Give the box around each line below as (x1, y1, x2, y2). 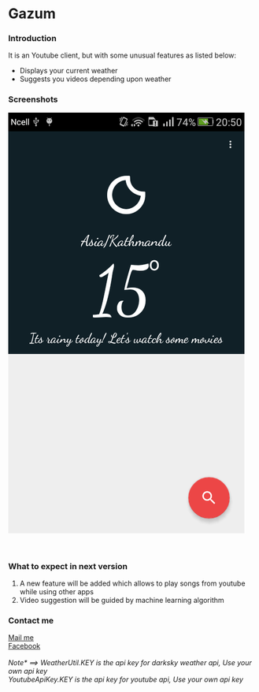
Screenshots (8, 94, 58, 105)
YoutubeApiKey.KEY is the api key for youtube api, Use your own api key (8, 675, 244, 684)
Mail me (8, 633, 34, 642)
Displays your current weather (19, 66, 118, 76)
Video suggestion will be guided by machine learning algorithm (19, 596, 224, 605)
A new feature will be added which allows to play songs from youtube (19, 579, 246, 588)
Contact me (8, 616, 54, 626)
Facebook (8, 642, 41, 651)
